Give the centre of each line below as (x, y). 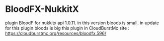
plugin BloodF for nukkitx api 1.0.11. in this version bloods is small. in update (82, 23)
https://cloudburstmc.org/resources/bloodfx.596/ (56, 33)
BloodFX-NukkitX (42, 9)
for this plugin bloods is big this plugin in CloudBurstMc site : (67, 28)
